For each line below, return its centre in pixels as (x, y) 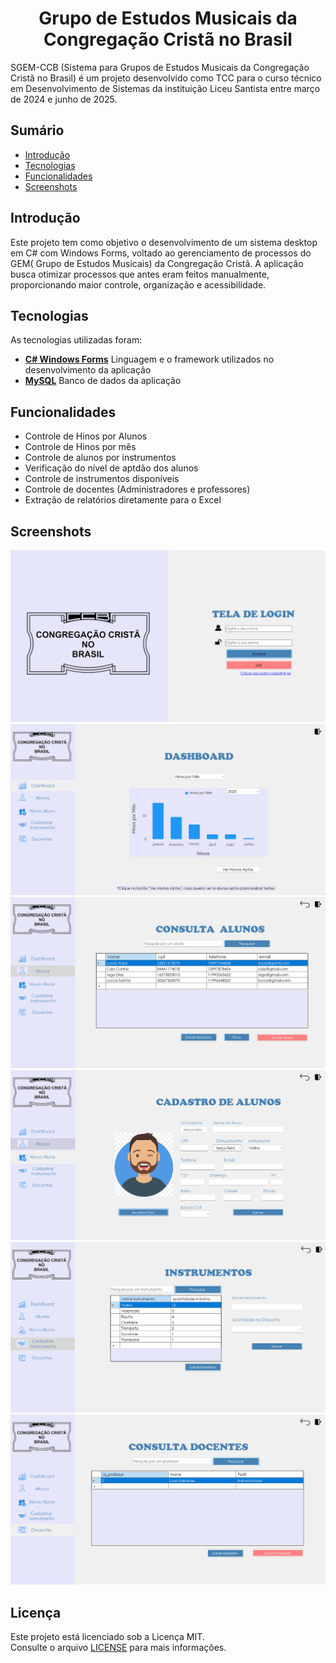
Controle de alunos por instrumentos (100, 458)
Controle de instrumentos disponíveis (102, 479)
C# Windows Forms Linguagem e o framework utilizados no (149, 359)
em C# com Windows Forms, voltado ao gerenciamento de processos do (161, 253)
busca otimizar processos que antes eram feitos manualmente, (140, 274)
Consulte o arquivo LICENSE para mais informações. (118, 1648)
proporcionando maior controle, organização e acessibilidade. (138, 284)
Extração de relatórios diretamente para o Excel (123, 500)
